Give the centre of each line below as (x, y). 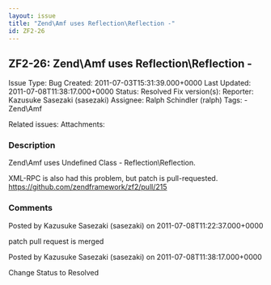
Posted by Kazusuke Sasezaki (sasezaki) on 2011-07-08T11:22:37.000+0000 (136, 225)
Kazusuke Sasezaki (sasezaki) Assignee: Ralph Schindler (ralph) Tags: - (128, 100)
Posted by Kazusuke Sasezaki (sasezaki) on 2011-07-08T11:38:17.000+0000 (135, 257)
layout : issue (32, 16)
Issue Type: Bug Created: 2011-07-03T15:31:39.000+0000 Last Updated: (130, 83)
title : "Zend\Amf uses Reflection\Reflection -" (92, 23)
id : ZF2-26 (27, 31)
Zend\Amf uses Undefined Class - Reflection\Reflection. (102, 163)
